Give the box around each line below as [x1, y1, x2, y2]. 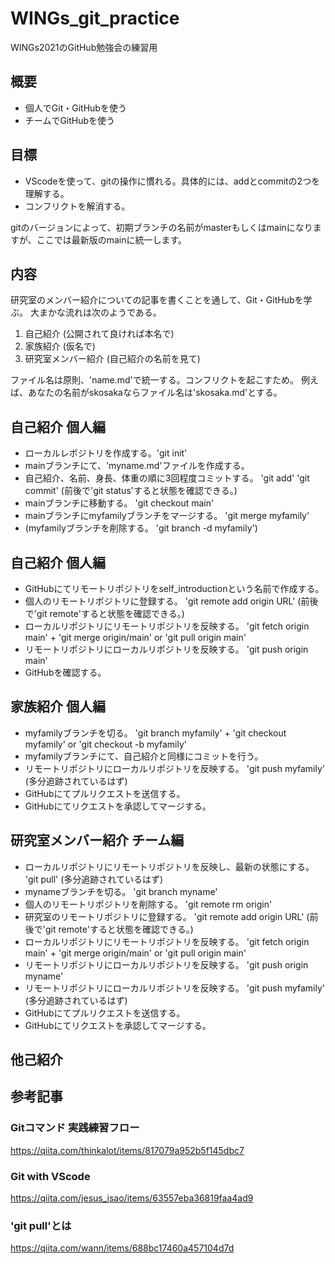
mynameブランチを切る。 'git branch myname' [24, 885, 218, 897]
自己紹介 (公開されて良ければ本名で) [24, 328, 175, 340]
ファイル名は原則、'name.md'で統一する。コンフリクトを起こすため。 [10, 374, 300, 386]
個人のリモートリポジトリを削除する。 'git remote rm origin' [24, 898, 273, 910]
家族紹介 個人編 [10, 698, 106, 716]
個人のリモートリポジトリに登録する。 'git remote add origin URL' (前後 [24, 595, 319, 607]
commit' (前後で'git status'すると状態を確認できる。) [24, 485, 238, 497]
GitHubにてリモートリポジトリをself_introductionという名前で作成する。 [24, 583, 325, 594]
